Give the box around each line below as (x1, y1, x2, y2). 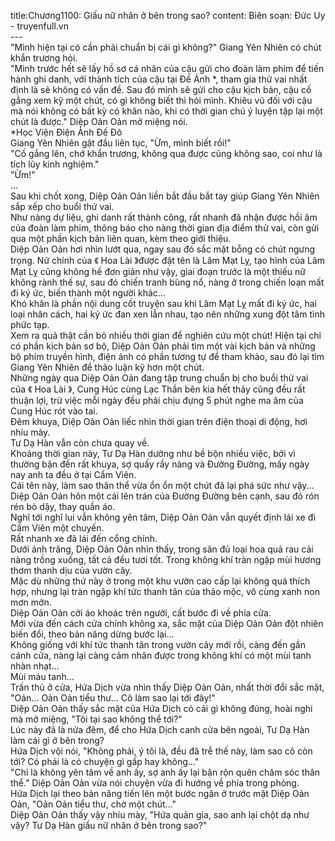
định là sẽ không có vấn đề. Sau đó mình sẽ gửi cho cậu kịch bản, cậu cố (10, 84, 312, 95)
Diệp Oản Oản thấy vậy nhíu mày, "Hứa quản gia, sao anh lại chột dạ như (10, 809, 310, 820)
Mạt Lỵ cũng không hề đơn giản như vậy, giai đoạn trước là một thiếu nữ (10, 266, 307, 277)
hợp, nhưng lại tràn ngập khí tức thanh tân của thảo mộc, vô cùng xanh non (10, 586, 321, 597)
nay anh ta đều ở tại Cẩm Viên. (10, 469, 137, 480)
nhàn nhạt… (10, 660, 60, 672)
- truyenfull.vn (10, 20, 69, 32)
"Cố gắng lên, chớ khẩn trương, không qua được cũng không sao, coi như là (10, 148, 323, 159)
